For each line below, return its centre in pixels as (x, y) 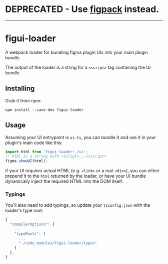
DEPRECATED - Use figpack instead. (82, 9)
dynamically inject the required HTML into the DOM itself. (64, 181)
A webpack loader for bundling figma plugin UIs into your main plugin (77, 52)
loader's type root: (24, 211)
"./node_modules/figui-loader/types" (58, 243)
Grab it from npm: (23, 100)
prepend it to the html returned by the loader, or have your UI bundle (76, 176)
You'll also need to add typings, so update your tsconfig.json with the (78, 205)
